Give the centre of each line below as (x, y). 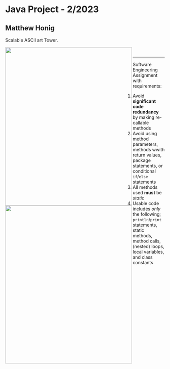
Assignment (145, 75)
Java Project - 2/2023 (52, 9)
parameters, (145, 144)
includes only (147, 209)
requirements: (147, 86)
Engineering (145, 70)
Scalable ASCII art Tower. (32, 40)
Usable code (146, 203)
